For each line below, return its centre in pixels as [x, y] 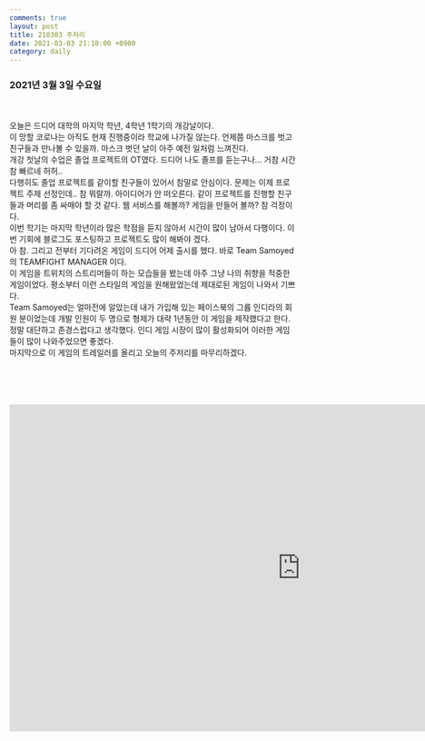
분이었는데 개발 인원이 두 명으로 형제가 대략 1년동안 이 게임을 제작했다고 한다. [154, 319]
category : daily [40, 52]
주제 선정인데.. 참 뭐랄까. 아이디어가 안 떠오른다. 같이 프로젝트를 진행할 [150, 194]
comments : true [38, 18]
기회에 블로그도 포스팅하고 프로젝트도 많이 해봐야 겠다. [114, 239]
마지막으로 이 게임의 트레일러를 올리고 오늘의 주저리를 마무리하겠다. [128, 353]
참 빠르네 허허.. [36, 171]
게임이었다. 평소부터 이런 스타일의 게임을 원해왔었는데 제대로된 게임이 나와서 [144, 285]
